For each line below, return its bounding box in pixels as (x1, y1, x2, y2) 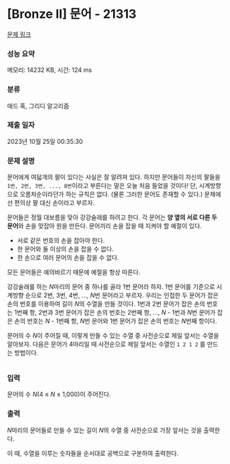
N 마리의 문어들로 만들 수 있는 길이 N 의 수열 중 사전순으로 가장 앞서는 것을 (7, 426, 202, 434)
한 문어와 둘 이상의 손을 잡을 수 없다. (16, 245, 114, 254)
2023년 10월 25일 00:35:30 (7, 137, 84, 145)
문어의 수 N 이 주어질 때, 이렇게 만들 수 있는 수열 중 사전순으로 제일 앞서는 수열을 (7, 332, 219, 340)
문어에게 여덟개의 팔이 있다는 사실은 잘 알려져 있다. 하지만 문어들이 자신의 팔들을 (7, 173, 221, 182)
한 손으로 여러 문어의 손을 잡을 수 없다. (16, 254, 120, 262)
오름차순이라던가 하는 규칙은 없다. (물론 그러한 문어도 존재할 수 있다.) (19, 190, 203, 199)
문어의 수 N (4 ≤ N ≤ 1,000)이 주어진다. (7, 390, 112, 398)
